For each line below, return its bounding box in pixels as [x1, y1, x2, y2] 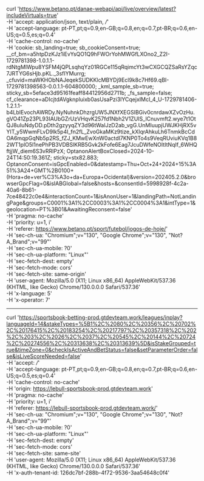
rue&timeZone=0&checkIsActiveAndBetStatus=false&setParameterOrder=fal [6, 346, 198, 353]
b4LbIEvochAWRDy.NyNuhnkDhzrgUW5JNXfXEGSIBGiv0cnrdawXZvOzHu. [6, 109, 195, 116]
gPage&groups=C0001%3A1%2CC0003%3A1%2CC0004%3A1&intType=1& [6, 199, 196, 206]
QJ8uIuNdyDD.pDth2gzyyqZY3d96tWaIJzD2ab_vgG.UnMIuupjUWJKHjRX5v [6, 122, 197, 128]
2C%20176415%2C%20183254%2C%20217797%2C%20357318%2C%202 [6, 327, 197, 334]
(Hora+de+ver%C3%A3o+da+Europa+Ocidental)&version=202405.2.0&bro [6, 174, 196, 180]
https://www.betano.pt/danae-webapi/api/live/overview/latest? [19, 5, 176, 12]
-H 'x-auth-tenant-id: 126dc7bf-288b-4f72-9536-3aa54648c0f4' [6, 469, 170, 476]
